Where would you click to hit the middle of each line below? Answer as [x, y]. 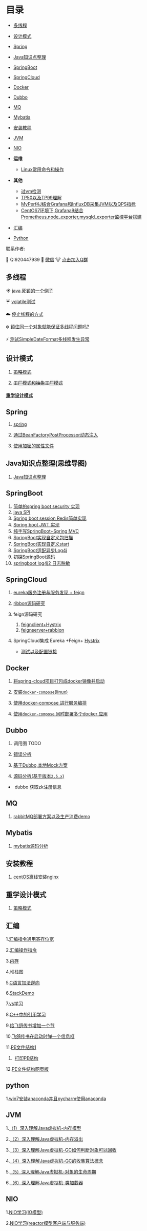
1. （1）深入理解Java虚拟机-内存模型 [44, 1128]
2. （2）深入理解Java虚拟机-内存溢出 [45, 1139]
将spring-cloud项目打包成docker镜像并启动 [59, 681]
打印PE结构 [27, 1058]
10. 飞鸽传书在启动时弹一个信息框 [40, 1036]
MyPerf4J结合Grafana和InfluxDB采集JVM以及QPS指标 [78, 204]
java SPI [22, 512]
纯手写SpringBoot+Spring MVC [46, 531]
